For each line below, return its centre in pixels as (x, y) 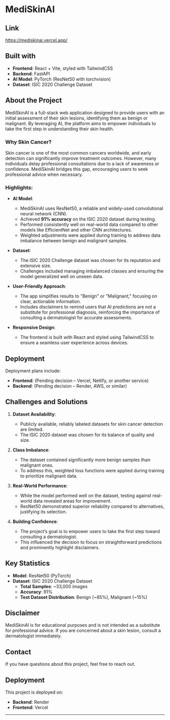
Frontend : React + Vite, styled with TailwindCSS (62, 68)
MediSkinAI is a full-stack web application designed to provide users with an (85, 112)
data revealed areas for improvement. (72, 501)
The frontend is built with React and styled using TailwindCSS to (87, 337)
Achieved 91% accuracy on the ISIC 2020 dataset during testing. (88, 219)
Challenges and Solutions (47, 402)
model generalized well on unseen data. (62, 277)
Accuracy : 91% (36, 592)
